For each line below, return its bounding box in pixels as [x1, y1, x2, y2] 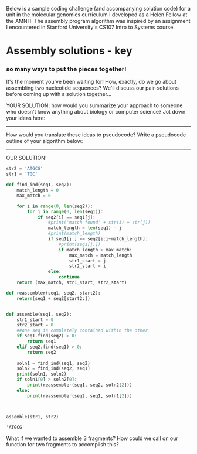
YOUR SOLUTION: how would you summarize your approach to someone [6, 102, 183, 109]
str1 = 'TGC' [6, 171, 38, 177]
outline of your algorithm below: [6, 138, 83, 145]
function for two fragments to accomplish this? [6, 441, 119, 448]
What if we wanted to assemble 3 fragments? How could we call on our [6, 435, 179, 442]
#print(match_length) [47, 231, 101, 237]
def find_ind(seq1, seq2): [6, 182, 72, 188]
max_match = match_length [69, 252, 133, 258]
